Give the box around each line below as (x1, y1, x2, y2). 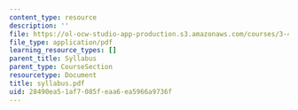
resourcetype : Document (9, 71, 98, 80)
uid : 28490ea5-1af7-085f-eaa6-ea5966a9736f (9, 87, 173, 96)
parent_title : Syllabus (9, 54, 98, 63)
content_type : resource (9, 12, 98, 22)
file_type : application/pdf (9, 37, 114, 47)
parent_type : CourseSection (9, 63, 114, 72)
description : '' (9, 21, 69, 30)
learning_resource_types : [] (9, 46, 117, 55)
